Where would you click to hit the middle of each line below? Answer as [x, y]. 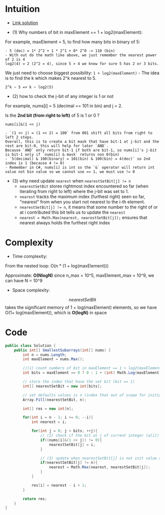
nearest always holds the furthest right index [65, 223]
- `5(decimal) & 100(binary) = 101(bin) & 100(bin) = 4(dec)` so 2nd [78, 159]
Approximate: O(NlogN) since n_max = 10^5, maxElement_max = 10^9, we [80, 275]
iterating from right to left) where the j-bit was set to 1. [74, 191]
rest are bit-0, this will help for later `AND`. [57, 146]
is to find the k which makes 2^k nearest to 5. [51, 78]
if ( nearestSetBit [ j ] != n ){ [69, 463]
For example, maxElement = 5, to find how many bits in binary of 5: [73, 42]
